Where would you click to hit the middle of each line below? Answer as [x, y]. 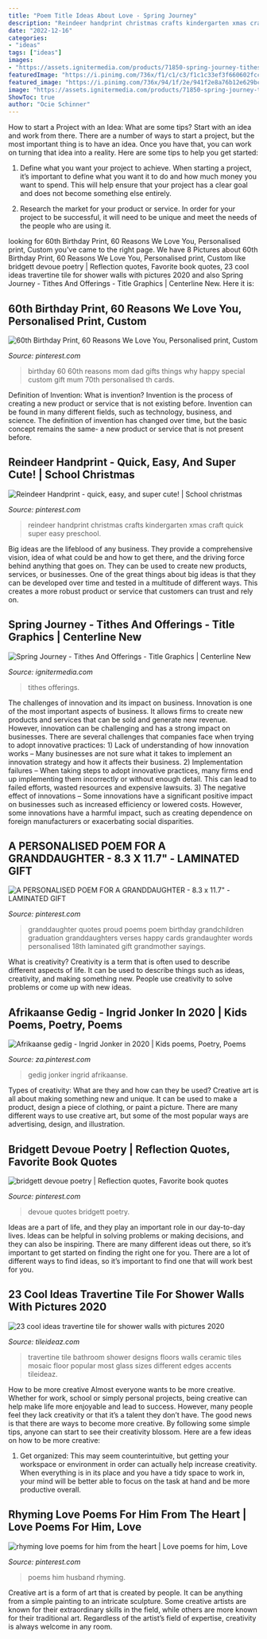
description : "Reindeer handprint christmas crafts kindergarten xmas [128, 23]
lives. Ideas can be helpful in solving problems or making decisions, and [126, 1235]
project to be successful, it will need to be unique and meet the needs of [138, 218]
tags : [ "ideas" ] [35, 53]
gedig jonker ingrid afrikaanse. [78, 1075]
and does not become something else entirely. [96, 194]
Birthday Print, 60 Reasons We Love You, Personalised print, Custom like [127, 258]
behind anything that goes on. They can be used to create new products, [128, 566]
